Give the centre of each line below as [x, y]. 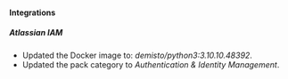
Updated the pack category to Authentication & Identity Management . [151, 64]
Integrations [33, 12]
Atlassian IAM [36, 33]
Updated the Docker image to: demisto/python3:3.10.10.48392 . [137, 55]
